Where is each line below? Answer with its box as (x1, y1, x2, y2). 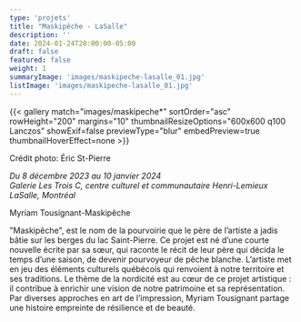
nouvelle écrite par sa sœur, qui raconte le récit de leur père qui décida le (9, 244, 285, 255)
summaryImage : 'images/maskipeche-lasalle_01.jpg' (9, 73, 206, 82)
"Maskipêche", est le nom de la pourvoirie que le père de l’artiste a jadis (9, 225, 278, 236)
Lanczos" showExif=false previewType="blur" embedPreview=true (9, 125, 261, 136)
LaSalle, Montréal (9, 189, 75, 200)
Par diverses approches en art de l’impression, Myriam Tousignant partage (9, 292, 289, 303)
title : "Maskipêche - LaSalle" (9, 22, 128, 31)
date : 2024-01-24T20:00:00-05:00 (9, 38, 136, 48)
